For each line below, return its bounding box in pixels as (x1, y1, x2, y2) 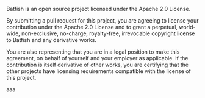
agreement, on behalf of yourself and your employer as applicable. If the (6, 55, 189, 61)
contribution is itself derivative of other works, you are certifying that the (6, 61, 189, 68)
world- (179, 24, 196, 30)
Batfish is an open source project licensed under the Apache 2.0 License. (6, 5, 191, 12)
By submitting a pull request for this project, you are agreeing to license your (6, 17, 199, 24)
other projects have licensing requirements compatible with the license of (6, 68, 191, 75)
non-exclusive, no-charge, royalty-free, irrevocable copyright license (21, 30, 195, 37)
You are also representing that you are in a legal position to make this (6, 48, 180, 55)
